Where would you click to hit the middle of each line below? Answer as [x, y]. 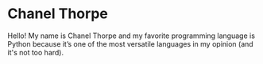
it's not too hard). [36, 52]
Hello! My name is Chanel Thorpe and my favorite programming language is [131, 36]
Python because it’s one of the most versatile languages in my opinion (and [130, 43]
